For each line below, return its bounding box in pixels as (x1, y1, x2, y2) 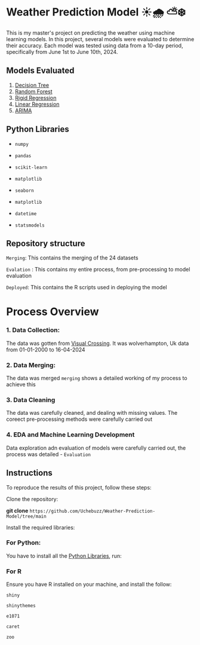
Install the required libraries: (6, 524, 75, 531)
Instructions (6, 468, 53, 478)
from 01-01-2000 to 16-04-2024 (6, 346, 85, 353)
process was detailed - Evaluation (6, 450, 91, 458)
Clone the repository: (6, 495, 59, 503)
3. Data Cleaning (6, 396, 56, 404)
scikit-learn (14, 164, 48, 170)
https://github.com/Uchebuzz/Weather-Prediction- (29, 508, 156, 514)
